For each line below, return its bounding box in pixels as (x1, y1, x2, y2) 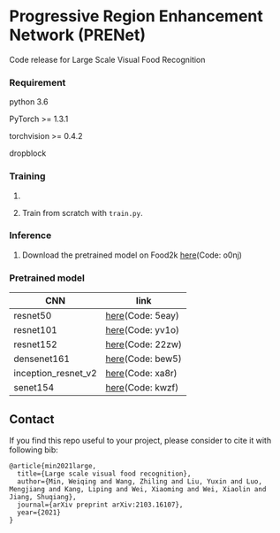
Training (9, 170, 46, 182)
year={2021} (17, 507, 62, 517)
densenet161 (13, 352, 71, 365)
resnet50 (13, 310, 52, 322)
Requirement (9, 76, 66, 89)
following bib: (9, 444, 59, 455)
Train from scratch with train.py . (21, 207, 143, 218)
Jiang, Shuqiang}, (9, 492, 77, 501)
